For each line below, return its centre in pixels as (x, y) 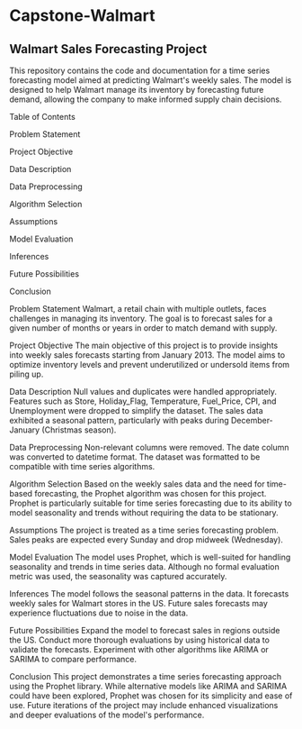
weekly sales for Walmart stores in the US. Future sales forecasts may (138, 603)
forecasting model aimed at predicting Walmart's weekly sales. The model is (151, 80)
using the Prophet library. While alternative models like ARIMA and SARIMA (148, 686)
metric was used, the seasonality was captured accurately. (118, 576)
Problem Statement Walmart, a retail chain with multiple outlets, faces (138, 309)
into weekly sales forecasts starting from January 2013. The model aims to (147, 355)
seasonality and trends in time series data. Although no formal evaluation (145, 567)
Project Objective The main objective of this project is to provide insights (144, 345)
